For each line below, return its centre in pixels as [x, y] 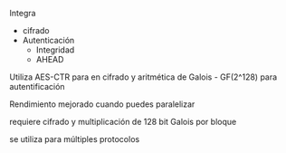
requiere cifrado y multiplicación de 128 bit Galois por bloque [123, 122]
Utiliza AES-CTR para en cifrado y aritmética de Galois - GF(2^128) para [143, 77]
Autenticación [48, 40]
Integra [23, 13]
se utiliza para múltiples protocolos [75, 139]
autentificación [37, 86]
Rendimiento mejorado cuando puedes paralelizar [102, 104]
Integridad [55, 50]
